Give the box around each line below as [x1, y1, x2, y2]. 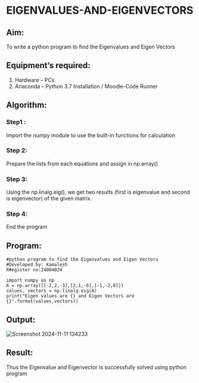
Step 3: [6, 174, 28, 183]
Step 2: [6, 146, 28, 155]
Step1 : [6, 118, 26, 126]
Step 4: [6, 210, 28, 218]
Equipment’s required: [6, 60, 91, 71]
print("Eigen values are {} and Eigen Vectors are [6, 293, 135, 299]
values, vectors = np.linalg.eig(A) [6, 288, 97, 294]
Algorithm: [6, 100, 47, 111]
